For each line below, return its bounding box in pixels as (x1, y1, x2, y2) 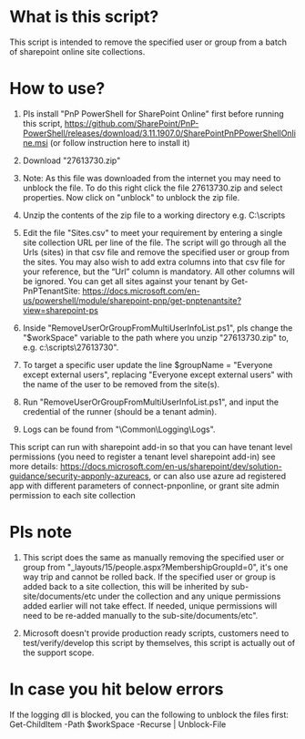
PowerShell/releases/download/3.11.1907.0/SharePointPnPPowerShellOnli (22, 128, 296, 139)
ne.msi (22, 137, 48, 148)
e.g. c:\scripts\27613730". (22, 342, 119, 353)
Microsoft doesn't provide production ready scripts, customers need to (22, 627, 290, 639)
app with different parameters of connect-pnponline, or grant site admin (9, 480, 280, 491)
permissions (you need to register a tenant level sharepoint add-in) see (9, 451, 276, 462)
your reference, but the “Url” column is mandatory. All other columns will (22, 266, 296, 277)
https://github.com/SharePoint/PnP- (64, 118, 199, 128)
